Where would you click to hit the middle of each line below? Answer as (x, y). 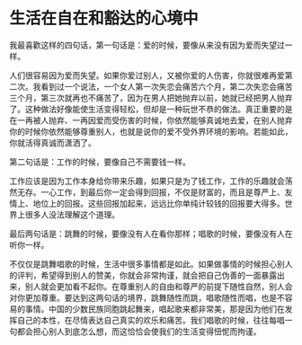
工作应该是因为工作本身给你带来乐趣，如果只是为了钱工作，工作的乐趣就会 (147, 181)
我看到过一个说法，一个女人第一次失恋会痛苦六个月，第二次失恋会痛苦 (163, 86)
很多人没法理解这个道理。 (72, 214)
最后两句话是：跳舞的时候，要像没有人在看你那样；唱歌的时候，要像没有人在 (151, 234)
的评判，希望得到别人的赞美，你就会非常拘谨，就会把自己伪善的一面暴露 (143, 275)
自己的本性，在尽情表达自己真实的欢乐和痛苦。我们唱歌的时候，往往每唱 (151, 320)
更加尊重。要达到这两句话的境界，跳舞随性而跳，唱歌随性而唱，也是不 (155, 297)
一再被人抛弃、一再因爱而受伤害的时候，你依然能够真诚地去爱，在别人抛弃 (155, 120)
